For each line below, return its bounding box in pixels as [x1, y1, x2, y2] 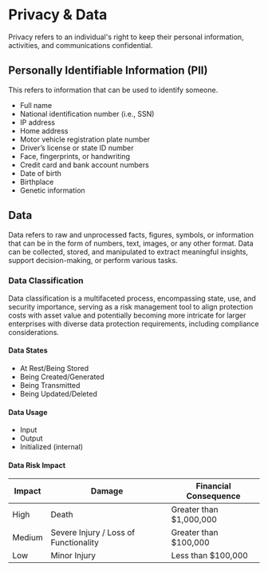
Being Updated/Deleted [19, 389, 97, 399]
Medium [12, 532, 43, 543]
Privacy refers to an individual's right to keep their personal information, [8, 32, 245, 42]
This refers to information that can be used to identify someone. [8, 85, 219, 94]
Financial [195, 481, 231, 492]
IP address [19, 118, 56, 127]
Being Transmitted [19, 381, 81, 390]
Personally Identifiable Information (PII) [8, 64, 208, 78]
